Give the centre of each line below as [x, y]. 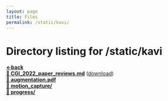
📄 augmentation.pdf [31, 80]
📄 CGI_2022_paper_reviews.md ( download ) [60, 74]
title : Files [22, 17]
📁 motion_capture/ [29, 86]
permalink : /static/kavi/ [38, 22]
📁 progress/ [21, 92]
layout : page [22, 11]
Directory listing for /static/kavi [84, 51]
